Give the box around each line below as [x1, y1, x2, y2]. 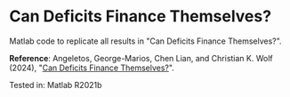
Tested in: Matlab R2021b [9, 79, 102, 90]
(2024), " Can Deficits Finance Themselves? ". [9, 62, 175, 73]
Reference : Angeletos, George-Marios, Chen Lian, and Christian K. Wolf [9, 53, 273, 63]
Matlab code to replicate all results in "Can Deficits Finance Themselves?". [9, 36, 282, 46]
